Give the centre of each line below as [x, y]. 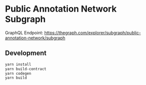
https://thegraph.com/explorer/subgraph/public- [93, 33]
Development [26, 53]
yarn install [18, 64]
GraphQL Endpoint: [24, 33]
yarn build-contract [26, 69]
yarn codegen [18, 73]
